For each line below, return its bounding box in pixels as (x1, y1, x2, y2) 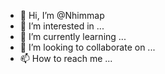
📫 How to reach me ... (19, 53, 113, 64)
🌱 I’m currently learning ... (19, 31, 127, 42)
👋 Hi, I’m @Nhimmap (19, 10, 105, 21)
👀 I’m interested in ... (19, 20, 105, 32)
